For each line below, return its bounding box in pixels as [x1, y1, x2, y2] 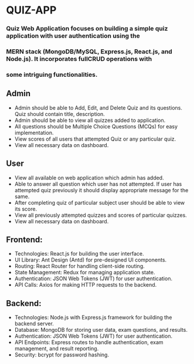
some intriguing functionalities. [6, 70, 98, 79]
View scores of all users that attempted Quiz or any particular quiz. [14, 135, 176, 142]
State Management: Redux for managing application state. [14, 269, 155, 276]
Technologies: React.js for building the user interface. [14, 250, 144, 257]
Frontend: [6, 234, 43, 244]
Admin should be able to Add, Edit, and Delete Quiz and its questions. [14, 104, 183, 111]
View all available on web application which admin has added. [14, 174, 164, 181]
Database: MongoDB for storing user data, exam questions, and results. [14, 326, 188, 334]
